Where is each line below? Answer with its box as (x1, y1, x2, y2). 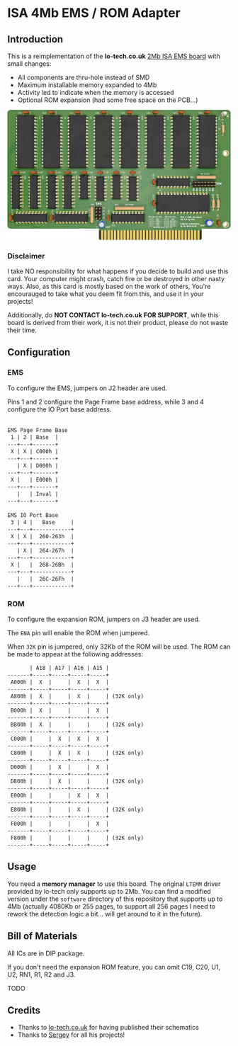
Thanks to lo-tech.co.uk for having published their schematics (17, 1023, 200, 1032)
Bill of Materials (7, 930, 78, 943)
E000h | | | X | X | (10, 792, 110, 800)
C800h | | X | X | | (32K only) (10, 749, 144, 757)
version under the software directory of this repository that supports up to (7, 894, 223, 903)
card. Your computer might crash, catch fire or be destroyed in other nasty (7, 275, 225, 283)
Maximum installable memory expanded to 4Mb (17, 81, 157, 89)
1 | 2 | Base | (10, 433, 59, 440)
